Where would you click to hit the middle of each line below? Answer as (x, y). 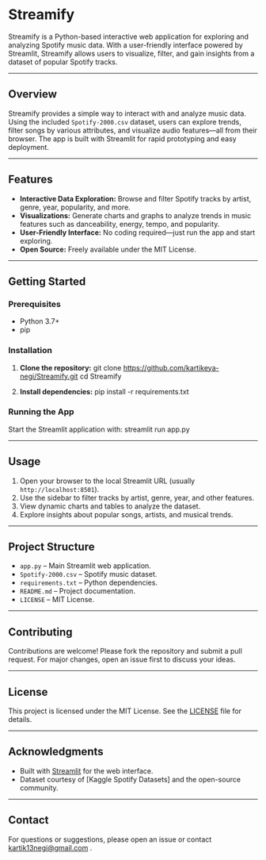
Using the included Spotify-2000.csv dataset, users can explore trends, (125, 121)
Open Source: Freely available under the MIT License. (108, 249)
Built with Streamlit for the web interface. (86, 770)
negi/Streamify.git (49, 376)
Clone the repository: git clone (70, 367)
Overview (33, 94)
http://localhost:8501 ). (59, 489)
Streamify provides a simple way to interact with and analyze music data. (127, 113)
